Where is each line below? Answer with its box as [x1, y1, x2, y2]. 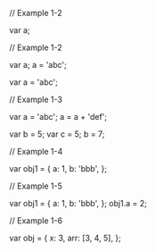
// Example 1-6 [9, 215, 63, 226]
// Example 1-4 [9, 147, 63, 156]
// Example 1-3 [9, 94, 62, 105]
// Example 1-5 [9, 181, 62, 191]
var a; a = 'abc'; [9, 60, 67, 70]
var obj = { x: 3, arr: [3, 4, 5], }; [9, 232, 122, 243]
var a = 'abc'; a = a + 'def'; [9, 112, 107, 122]
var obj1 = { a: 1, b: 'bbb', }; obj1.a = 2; [9, 198, 147, 208]
